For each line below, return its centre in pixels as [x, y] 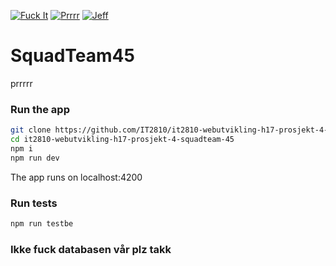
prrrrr [21, 83]
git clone [31, 130]
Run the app [40, 109]
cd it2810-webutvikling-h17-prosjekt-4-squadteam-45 [122, 140]
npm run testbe [42, 224]
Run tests [34, 203]
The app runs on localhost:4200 [76, 177]
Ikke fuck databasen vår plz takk [91, 249]
